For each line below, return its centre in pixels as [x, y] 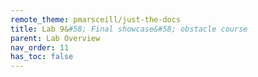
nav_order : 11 [40, 47]
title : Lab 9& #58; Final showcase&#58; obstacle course [129, 29]
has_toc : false [42, 57]
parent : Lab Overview [55, 38]
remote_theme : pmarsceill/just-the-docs [96, 19]
